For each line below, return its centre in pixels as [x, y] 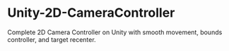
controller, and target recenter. [52, 39]
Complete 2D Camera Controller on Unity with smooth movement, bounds [115, 32]
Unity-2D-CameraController [91, 13]
